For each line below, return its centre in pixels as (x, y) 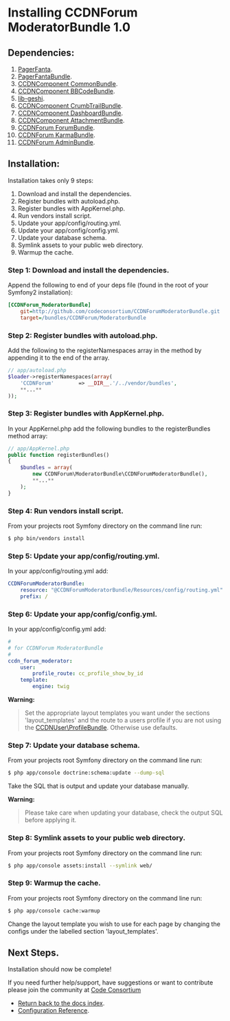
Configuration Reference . (54, 1011)
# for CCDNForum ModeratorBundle (56, 648)
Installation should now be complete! (60, 969)
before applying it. (50, 820)
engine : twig (51, 687)
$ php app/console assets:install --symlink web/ (80, 866)
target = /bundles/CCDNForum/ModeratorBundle (83, 318)
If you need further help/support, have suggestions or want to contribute (111, 982)
